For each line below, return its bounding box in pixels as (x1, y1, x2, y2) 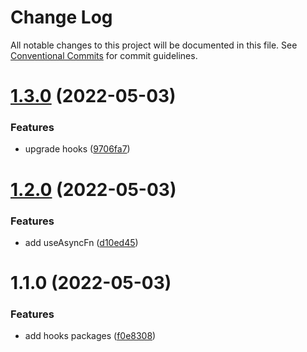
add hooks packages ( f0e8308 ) (24, 330, 157, 342)
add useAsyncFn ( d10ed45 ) (24, 236, 139, 248)
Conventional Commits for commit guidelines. (10, 49, 198, 61)
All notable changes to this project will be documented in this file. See (10, 39, 298, 51)
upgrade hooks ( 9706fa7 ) (24, 143, 131, 155)
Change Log (10, 6, 113, 29)
